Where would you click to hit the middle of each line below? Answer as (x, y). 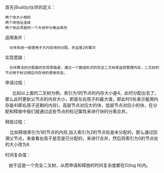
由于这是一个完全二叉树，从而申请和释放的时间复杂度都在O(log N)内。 (80, 165)
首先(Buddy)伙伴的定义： (30, 7)
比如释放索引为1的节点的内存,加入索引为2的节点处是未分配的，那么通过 (82, 132)
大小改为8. (20, 144)
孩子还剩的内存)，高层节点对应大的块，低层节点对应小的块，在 (90, 105)
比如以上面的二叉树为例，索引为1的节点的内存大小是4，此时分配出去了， (85, 93)
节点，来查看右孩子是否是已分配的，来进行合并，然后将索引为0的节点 (84, 138)
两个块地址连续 (18, 23)
